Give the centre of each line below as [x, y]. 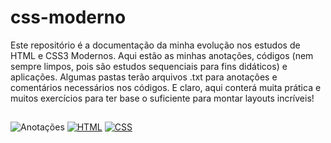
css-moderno [68, 17]
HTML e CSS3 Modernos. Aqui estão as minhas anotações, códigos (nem [162, 55]
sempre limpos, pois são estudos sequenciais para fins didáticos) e [149, 66]
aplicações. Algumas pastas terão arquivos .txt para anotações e [144, 77]
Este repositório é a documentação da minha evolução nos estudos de [155, 45]
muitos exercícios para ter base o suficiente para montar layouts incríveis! [162, 98]
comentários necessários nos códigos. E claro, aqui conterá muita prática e [166, 87]
